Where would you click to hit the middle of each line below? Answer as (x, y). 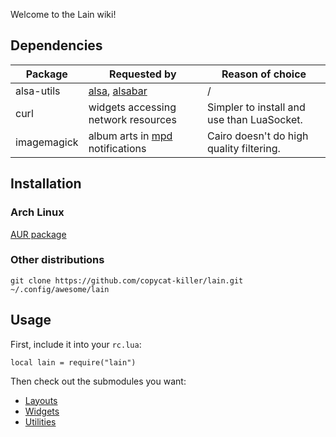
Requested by (143, 74)
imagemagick (47, 142)
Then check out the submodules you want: (98, 381)
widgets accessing (132, 107)
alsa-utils (38, 91)
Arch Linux (37, 212)
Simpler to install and (256, 107)
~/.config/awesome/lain (60, 289)
